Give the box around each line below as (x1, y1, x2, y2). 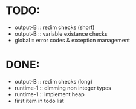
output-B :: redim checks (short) (14, 24, 95, 31)
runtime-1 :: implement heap (14, 90, 85, 97)
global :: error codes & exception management (14, 36, 131, 44)
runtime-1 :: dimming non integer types (14, 84, 111, 91)
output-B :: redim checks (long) (14, 78, 93, 85)
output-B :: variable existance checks (14, 30, 108, 37)
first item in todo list (14, 97, 64, 104)
